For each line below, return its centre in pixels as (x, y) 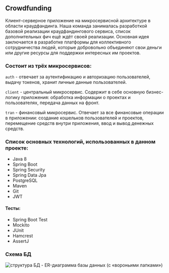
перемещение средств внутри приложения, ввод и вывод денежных (79, 123)
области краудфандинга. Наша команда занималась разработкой (76, 26)
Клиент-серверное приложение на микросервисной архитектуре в (78, 20)
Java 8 (19, 159)
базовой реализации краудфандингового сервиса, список (68, 31)
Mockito (21, 225)
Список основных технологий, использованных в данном (80, 142)
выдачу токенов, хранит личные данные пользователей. (66, 82)
